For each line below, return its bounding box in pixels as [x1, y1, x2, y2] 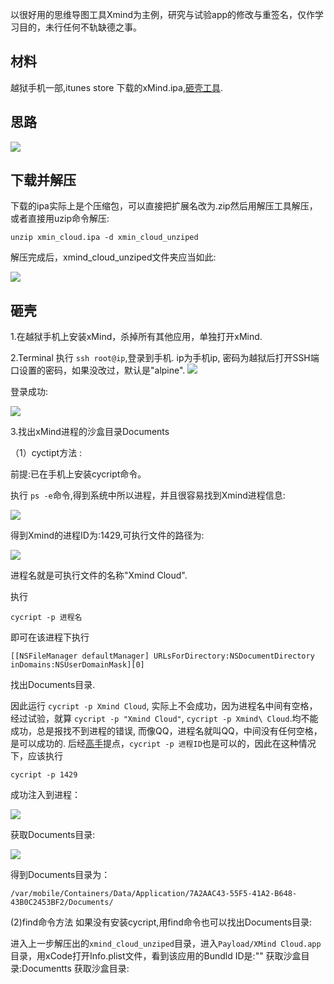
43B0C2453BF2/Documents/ [10, 898, 114, 908]
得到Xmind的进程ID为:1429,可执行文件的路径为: [10, 529, 205, 542]
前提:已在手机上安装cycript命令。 [10, 468, 147, 480]
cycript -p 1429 [10, 770, 78, 780]
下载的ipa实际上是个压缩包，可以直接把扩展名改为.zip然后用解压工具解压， [10, 200, 318, 212]
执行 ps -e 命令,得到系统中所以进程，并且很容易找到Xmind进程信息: [10, 489, 286, 502]
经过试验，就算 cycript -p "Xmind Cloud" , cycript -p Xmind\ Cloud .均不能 [10, 713, 319, 725]
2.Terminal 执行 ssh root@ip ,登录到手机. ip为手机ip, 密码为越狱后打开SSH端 [10, 352, 320, 364]
